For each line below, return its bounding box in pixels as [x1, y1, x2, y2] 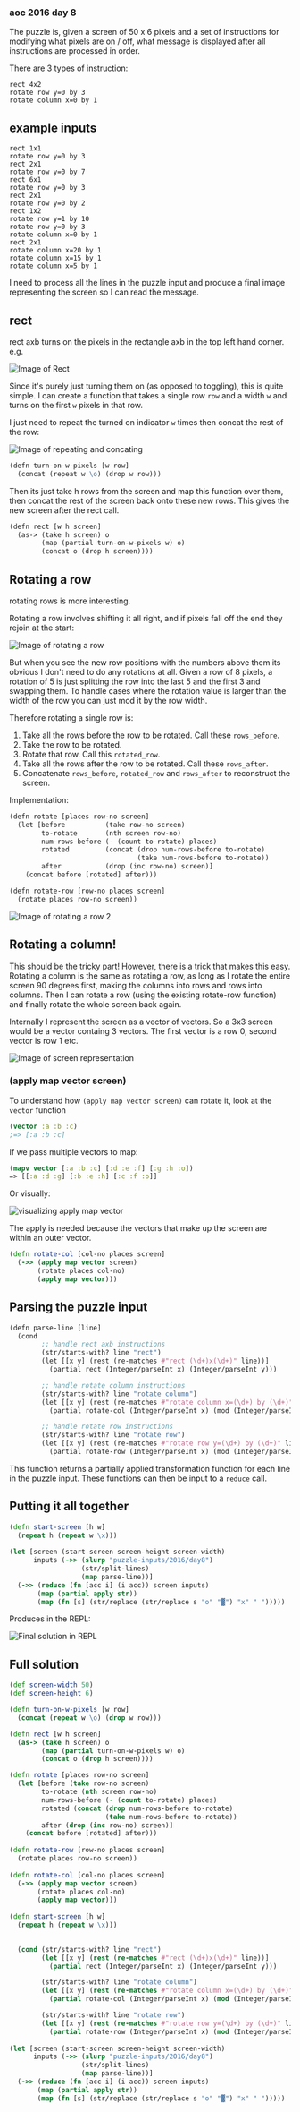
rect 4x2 [9, 81, 42, 90]
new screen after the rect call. [9, 504, 120, 516]
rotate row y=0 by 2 [9, 199, 87, 208]
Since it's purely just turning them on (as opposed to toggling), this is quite [9, 381, 284, 391]
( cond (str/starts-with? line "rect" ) [17, 1945, 162, 1954]
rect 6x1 [9, 175, 42, 184]
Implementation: [9, 794, 70, 805]
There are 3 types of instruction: [9, 63, 129, 73]
